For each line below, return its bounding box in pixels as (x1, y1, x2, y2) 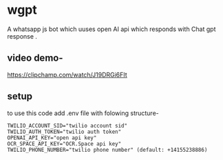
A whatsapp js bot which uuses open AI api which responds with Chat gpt (7, 25, 216, 33)
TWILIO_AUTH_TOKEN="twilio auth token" (7, 128, 122, 135)
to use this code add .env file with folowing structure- (7, 109, 160, 117)
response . (7, 32, 38, 40)
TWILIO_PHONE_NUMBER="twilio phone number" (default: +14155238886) (7, 146, 208, 153)
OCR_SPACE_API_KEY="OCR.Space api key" (7, 140, 122, 147)
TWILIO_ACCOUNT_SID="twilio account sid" (7, 122, 128, 129)
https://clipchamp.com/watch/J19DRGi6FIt (7, 70, 127, 79)
